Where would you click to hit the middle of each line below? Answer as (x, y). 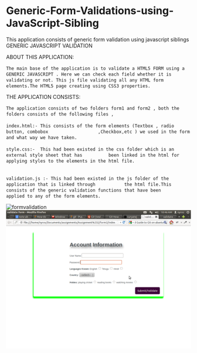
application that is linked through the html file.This (89, 184)
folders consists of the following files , (60, 114)
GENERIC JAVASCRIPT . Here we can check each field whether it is (89, 74)
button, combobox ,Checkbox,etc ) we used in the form (98, 132)
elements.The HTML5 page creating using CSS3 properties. (78, 86)
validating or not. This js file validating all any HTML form (85, 80)
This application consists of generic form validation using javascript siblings (98, 39)
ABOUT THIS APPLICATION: (40, 57)
